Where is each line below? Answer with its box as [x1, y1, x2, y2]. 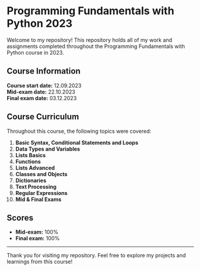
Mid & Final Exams [15, 196, 62, 203]
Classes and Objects [15, 170, 68, 177]
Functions [15, 158, 41, 165]
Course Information [7, 66, 81, 76]
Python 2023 [7, 17, 73, 30]
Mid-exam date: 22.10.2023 [7, 88, 76, 95]
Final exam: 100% [15, 235, 60, 242]
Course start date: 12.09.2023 [7, 82, 82, 89]
